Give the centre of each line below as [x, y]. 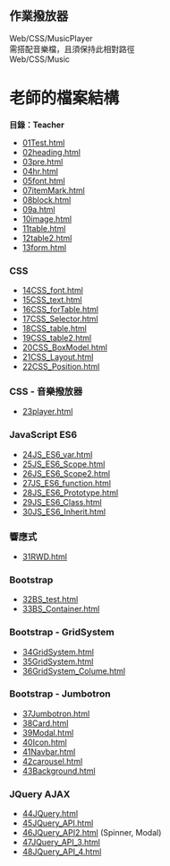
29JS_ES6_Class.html [62, 502]
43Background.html [59, 771]
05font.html [43, 180]
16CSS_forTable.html [60, 310]
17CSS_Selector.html [60, 319]
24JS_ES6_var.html [57, 454]
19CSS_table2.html [57, 338]
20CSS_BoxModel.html [64, 347]
